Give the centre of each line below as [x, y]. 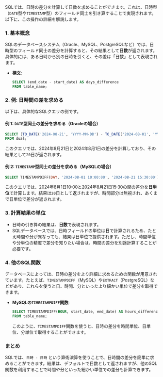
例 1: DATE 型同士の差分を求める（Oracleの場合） [53, 123]
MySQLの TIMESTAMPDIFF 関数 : [41, 302]
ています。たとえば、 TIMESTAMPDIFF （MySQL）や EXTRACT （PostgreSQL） [78, 280]
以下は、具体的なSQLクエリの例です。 [43, 112]
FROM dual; [16, 139]
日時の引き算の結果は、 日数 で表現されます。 [57, 224]
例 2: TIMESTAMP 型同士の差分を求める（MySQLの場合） [59, 166]
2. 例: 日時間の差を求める [34, 100]
